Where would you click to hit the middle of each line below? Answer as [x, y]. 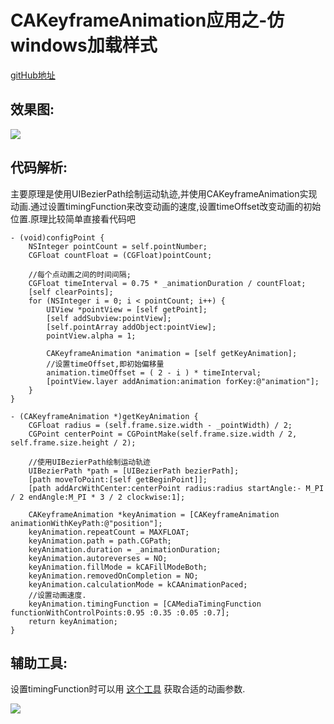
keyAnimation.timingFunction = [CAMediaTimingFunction [145, 604]
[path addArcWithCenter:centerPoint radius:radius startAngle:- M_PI [176, 488]
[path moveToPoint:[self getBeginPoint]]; [118, 479]
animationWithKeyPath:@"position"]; [86, 523]
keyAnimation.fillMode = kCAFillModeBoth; [118, 567]
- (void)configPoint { [57, 237]
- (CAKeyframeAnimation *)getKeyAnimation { [104, 416]
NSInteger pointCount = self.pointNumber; [118, 246]
